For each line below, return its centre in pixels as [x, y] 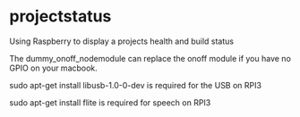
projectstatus [60, 17]
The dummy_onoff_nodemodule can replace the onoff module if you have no [150, 58]
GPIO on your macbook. [54, 68]
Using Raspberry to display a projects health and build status [122, 41]
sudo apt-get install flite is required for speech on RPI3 [110, 102]
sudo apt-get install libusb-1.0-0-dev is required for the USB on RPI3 [136, 85]
